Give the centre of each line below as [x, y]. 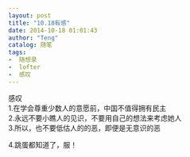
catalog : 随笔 [31, 45]
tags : [17, 52]
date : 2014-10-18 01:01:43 [53, 30]
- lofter [25, 67]
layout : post [30, 15]
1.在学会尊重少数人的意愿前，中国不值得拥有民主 [87, 108]
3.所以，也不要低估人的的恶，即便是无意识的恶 [85, 128]
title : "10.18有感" [39, 23]
